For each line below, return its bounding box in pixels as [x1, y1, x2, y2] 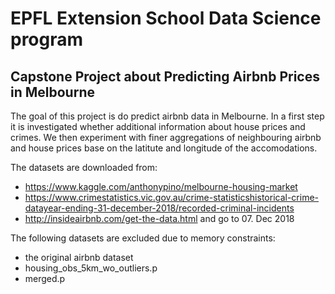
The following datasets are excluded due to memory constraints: [10, 232, 276, 244]
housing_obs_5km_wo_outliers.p [24, 262, 158, 274]
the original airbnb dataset [24, 252, 134, 263]
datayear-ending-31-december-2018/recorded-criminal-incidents [24, 202, 295, 214]
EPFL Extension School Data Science [10, 7, 322, 30]
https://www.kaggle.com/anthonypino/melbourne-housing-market [24, 181, 298, 192]
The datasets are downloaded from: [10, 162, 158, 173]
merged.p [24, 273, 66, 284]
